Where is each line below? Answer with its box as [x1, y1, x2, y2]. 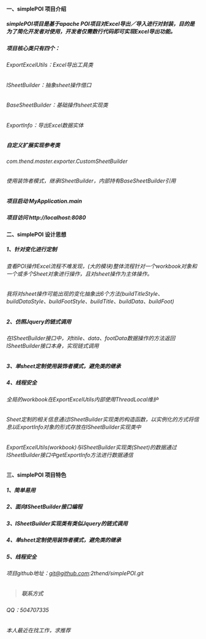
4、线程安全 [6, 379, 37, 387]
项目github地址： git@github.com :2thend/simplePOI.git [6, 569, 144, 577]
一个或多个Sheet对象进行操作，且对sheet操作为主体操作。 [6, 270, 153, 278]
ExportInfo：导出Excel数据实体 [6, 121, 84, 129]
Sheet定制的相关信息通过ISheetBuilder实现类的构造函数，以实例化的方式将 [6, 416, 194, 423]
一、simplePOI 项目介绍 [6, 5, 67, 12]
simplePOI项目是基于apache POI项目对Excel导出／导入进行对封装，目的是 [6, 20, 195, 28]
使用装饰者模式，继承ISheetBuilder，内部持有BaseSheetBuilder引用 [6, 177, 176, 184]
